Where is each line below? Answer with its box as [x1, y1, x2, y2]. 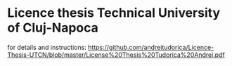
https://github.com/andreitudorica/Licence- [87, 43, 214, 51]
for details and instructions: [7, 43, 86, 51]
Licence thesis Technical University [7, 5, 221, 21]
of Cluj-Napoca [7, 20, 98, 36]
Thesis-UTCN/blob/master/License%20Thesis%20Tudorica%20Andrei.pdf [7, 51, 225, 59]
